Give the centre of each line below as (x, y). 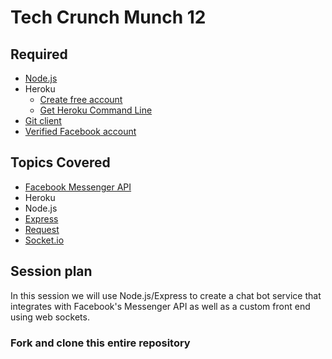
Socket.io (44, 240)
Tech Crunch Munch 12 (108, 17)
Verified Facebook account (80, 131)
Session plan (51, 271)
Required (39, 54)
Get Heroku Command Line (96, 110)
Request (42, 229)
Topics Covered (60, 162)
